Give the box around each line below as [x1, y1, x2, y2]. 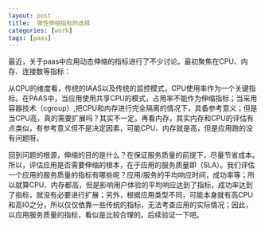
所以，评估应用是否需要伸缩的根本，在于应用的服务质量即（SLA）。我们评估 [8, 160, 255, 170]
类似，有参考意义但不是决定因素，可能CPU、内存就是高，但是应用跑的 [14, 123, 247, 133]
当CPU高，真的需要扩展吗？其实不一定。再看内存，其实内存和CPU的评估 [8, 113, 247, 123]
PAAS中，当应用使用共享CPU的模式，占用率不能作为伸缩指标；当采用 [29, 93, 257, 104]
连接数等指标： [21, 67, 72, 76]
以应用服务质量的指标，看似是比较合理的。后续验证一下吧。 [8, 210, 204, 220]
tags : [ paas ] [8, 33, 52, 42]
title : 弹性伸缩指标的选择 [8, 19, 91, 27]
